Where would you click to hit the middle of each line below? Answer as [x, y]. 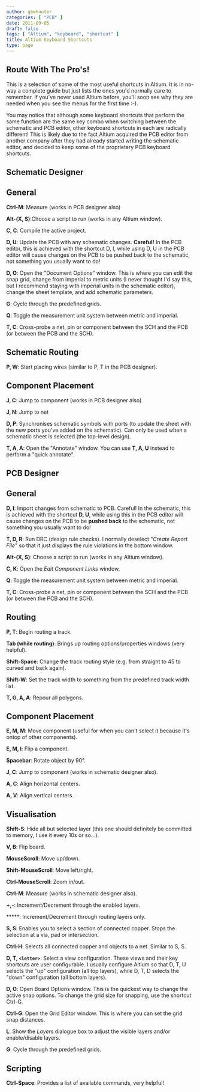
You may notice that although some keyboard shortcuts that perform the [95, 115]
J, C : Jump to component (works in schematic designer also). [82, 772]
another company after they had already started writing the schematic [93, 140]
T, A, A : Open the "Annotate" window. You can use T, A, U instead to [90, 448]
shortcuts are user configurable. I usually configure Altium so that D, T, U [96, 965]
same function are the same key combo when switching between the [91, 121]
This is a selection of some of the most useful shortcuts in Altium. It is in [95, 84]
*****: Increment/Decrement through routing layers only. [76, 917]
